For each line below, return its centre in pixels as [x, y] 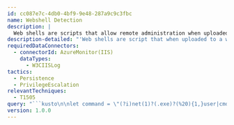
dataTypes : [36, 59]
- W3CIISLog [43, 65]
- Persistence [34, 78]
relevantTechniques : [37, 91]
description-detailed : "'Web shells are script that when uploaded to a [115, 40]
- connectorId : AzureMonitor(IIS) [63, 53]
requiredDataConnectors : [43, 46]
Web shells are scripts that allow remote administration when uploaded [121, 33]
